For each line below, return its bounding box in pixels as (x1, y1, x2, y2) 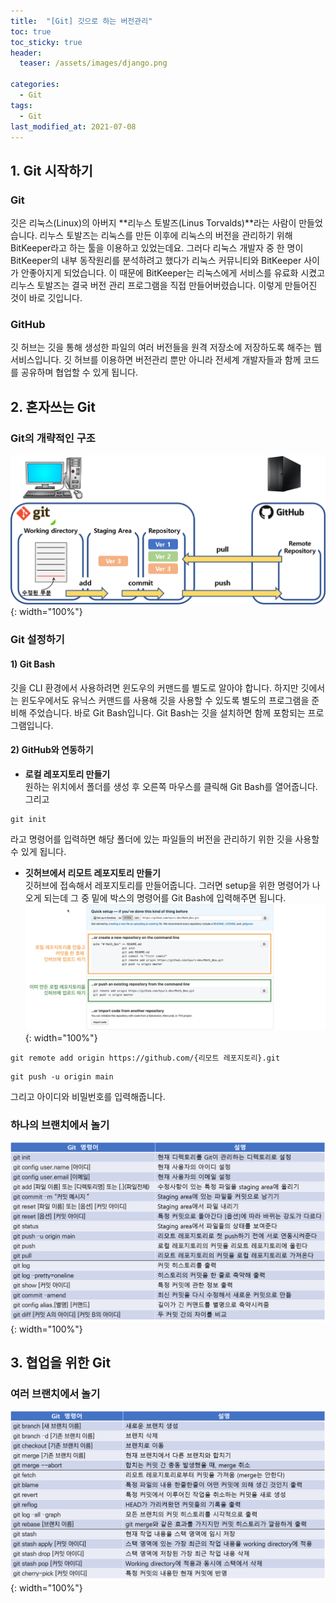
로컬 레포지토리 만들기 (24, 768, 111, 780)
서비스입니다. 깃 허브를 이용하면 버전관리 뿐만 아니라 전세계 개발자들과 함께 (10, 354, 302, 366)
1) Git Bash (10, 658, 56, 670)
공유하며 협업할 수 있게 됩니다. (20, 366, 139, 379)
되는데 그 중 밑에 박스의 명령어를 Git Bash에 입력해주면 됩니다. (43, 891, 287, 904)
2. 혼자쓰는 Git (10, 398, 96, 415)
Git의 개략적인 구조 (10, 431, 96, 445)
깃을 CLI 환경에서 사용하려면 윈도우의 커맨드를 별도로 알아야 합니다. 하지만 (10, 681, 299, 694)
